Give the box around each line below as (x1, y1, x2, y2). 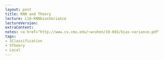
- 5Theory (5, 43, 25, 48)
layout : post (5, 7, 32, 12)
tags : (5, 34, 16, 39)
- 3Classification (5, 39, 42, 44)
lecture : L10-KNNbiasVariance (5, 16, 67, 21)
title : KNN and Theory (5, 12, 51, 16)
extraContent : (5, 25, 34, 30)
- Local (5, 47, 21, 52)
